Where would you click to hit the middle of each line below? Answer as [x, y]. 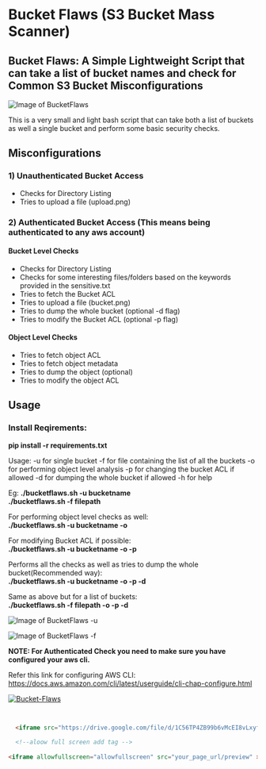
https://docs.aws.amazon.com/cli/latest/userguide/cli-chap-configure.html [130, 683]
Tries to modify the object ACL [70, 381]
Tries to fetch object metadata [69, 363]
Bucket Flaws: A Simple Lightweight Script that [127, 61]
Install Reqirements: [47, 428]
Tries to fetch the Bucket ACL [68, 294]
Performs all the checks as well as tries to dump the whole [104, 564]
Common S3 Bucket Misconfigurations [106, 85]
